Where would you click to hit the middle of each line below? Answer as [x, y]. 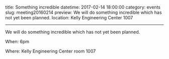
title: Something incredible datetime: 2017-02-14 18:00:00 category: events [83, 7]
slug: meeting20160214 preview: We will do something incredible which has [83, 12]
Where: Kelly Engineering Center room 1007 [51, 51]
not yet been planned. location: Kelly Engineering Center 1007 [69, 18]
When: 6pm [17, 41]
